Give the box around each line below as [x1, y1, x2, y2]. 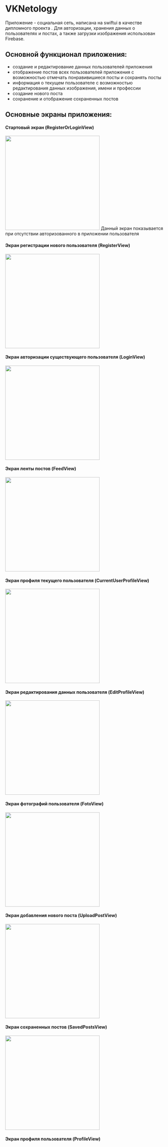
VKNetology [5, 3, 58, 15]
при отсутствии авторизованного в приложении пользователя [5, 231, 139, 237]
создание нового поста [12, 90, 63, 96]
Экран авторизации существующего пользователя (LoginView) [5, 354, 145, 360]
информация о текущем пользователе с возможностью [12, 79, 133, 86]
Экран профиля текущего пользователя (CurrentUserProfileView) [5, 577, 149, 584]
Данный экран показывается [100, 225, 163, 231]
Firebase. [5, 36, 25, 42]
